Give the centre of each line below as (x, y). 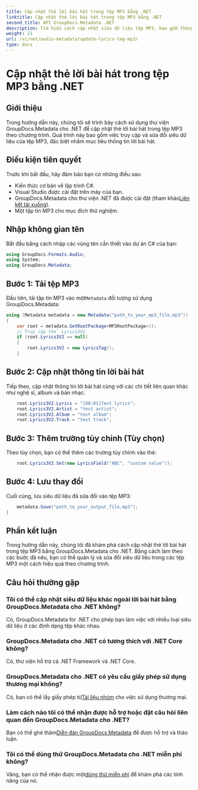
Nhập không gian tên (45, 229)
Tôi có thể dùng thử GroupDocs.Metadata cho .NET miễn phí (94, 754)
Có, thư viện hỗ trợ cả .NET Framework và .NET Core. (71, 661)
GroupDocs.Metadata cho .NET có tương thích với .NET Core (94, 641)
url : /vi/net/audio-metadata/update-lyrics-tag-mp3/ (72, 39)
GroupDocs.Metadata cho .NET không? (63, 607)
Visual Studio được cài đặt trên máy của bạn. (69, 192)
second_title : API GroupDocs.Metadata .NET (60, 22)
